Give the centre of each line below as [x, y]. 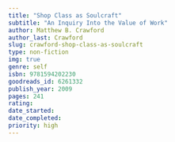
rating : [21, 103]
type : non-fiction [38, 52]
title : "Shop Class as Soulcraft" [65, 15]
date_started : [32, 111]
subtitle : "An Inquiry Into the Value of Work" [88, 23]
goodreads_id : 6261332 [46, 81]
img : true [25, 60]
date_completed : [35, 118]
